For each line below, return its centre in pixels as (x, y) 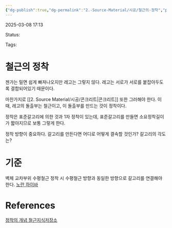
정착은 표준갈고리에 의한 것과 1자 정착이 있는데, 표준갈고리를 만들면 (72, 116)
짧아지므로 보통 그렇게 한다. (38, 123)
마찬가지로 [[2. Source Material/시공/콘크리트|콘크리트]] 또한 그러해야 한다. (81, 99)
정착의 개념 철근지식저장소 (31, 220)
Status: (13, 34)
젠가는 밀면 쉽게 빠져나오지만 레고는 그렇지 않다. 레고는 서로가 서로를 (73, 82)
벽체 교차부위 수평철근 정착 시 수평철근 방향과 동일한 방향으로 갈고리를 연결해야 (84, 178)
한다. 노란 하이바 (22, 184)
